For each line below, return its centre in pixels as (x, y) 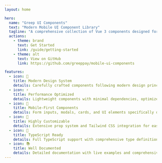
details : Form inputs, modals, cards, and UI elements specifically (84, 112)
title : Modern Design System (43, 81)
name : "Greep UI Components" (38, 23)
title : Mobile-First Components (46, 108)
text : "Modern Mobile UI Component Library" (54, 27)
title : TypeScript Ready (38, 135)
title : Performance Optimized (44, 94)
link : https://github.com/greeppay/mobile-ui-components (76, 63)
